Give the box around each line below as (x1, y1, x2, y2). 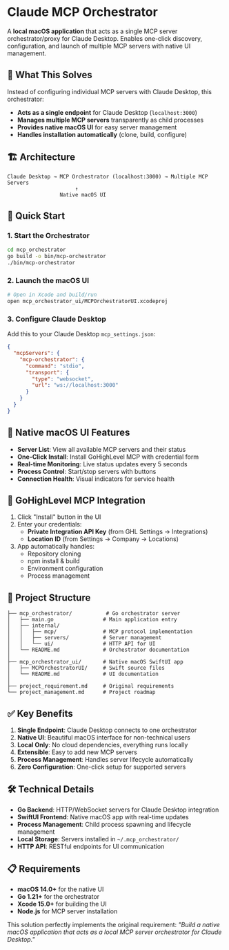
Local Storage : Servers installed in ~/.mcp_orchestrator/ (17, 834, 179, 843)
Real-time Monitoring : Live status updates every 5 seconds (17, 459, 188, 468)
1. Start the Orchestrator (7, 230, 90, 240)
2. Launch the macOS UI (7, 275, 90, 285)
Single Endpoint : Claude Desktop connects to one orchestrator (17, 726, 197, 734)
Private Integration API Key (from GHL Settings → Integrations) (27, 527, 208, 536)
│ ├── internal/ (7, 622, 60, 630)
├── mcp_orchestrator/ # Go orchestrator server (7, 610, 181, 617)
